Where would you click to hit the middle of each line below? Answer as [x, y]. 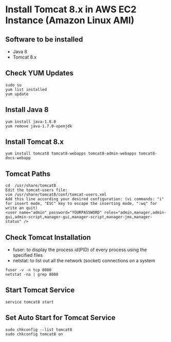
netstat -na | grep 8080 [32, 275]
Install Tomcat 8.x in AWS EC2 [71, 9]
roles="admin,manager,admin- [135, 213]
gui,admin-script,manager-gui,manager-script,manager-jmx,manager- [79, 217]
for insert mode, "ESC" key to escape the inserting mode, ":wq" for [81, 204]
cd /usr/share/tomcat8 [31, 186]
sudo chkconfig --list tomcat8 [39, 330]
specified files [28, 255]
